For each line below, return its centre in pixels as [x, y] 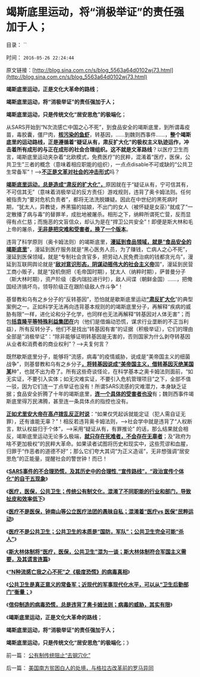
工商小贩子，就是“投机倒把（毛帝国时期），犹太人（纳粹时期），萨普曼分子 [96, 271]
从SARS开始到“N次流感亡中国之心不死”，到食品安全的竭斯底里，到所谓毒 [96, 127]
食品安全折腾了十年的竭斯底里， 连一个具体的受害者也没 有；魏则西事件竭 [105, 393]
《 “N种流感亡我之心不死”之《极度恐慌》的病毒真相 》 [68, 572]
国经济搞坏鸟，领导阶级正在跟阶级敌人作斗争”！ [65, 286]
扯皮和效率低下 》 [26, 499]
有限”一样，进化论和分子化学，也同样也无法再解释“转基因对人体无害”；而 [101, 314]
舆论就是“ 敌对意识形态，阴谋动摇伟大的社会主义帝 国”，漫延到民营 [112, 264]
